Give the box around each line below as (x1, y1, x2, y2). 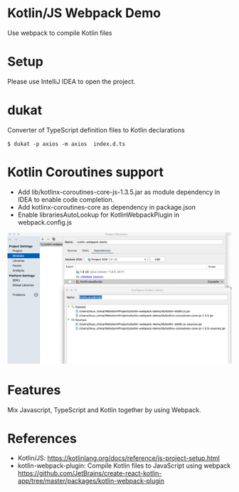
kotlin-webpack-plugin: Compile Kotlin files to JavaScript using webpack (17, 461, 231, 470)
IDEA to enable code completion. (17, 195, 115, 204)
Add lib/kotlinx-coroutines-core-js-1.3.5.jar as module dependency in (17, 188, 221, 196)
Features (7, 381, 61, 398)
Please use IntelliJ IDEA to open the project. (7, 77, 136, 86)
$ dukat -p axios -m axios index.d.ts (7, 140, 126, 148)
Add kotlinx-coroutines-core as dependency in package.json (17, 203, 196, 211)
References (7, 430, 77, 446)
